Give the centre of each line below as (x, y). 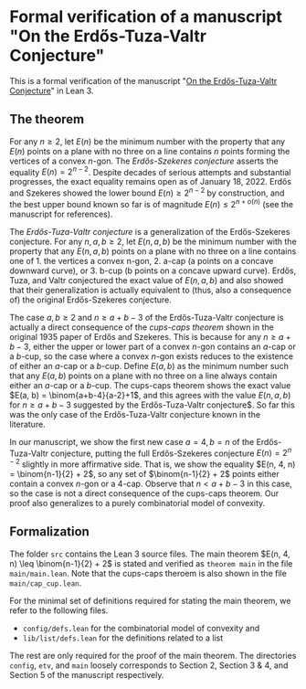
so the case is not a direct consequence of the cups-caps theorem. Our (144, 493)
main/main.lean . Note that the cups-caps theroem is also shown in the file (148, 573)
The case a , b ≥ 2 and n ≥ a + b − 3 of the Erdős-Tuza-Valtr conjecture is (147, 317)
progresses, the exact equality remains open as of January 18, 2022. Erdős (151, 182)
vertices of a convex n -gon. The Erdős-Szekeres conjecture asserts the (144, 161)
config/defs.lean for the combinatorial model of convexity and (141, 628)
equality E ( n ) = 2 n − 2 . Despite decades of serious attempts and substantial (150, 171)
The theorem (47, 119)
